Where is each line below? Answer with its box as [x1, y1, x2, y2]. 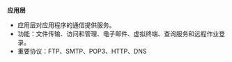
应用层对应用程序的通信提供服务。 [17, 21, 116, 29]
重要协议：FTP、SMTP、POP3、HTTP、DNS [17, 47, 147, 55]
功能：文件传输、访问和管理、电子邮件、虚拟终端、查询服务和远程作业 [17, 30, 219, 38]
